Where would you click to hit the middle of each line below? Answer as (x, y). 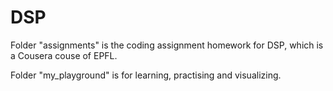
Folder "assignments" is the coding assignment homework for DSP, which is (167, 45)
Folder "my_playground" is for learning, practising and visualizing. (146, 75)
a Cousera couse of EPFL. (64, 55)
